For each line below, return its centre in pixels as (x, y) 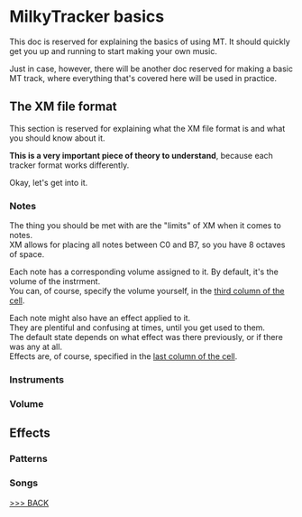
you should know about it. (57, 138)
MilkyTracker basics (87, 17)
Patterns (28, 459)
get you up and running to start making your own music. (114, 51)
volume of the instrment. (55, 282)
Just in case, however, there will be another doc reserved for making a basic (151, 69)
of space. (27, 254)
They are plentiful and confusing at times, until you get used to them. (137, 328)
